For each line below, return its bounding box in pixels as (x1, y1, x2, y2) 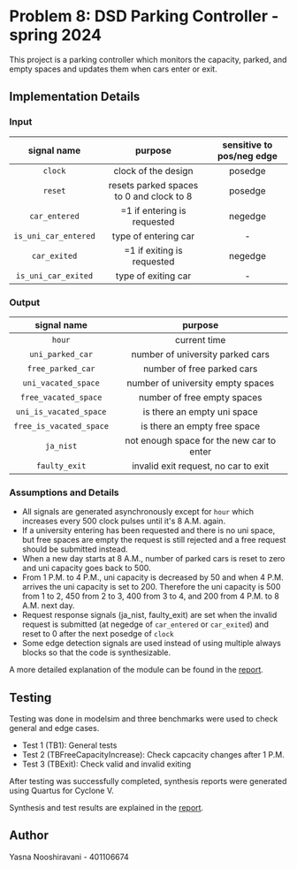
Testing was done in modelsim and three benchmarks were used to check (9, 713, 278, 724)
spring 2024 (9, 25, 102, 45)
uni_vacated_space (22, 377, 100, 388)
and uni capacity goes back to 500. (21, 563, 152, 574)
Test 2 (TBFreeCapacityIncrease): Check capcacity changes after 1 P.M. (21, 750, 285, 760)
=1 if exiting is (123, 244, 183, 256)
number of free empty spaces (138, 391, 263, 403)
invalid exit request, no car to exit (132, 460, 270, 472)
